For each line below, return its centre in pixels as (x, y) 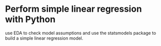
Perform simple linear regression (74, 9)
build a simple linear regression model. (44, 38)
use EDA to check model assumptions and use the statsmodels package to (80, 33)
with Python (30, 19)
